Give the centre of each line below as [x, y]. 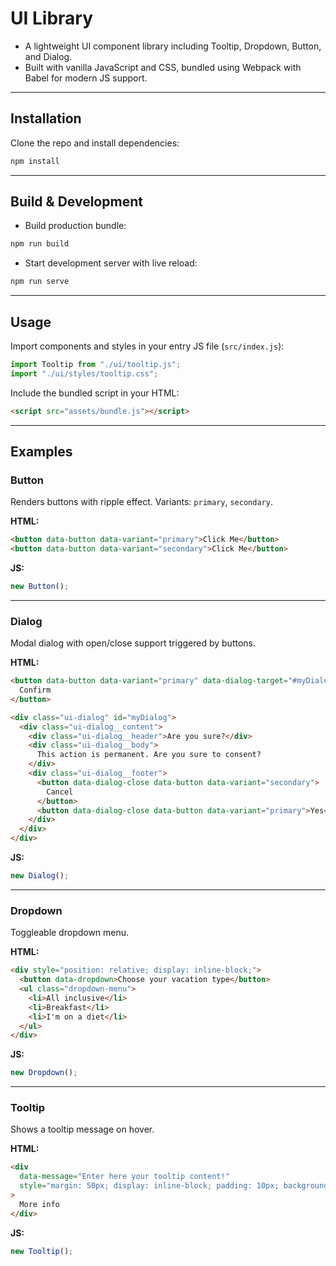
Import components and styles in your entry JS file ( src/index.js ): [147, 346]
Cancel [60, 792]
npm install [35, 161]
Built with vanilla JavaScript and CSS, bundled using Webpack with [163, 67]
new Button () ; [40, 587]
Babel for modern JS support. [86, 78]
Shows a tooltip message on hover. [82, 1129]
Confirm [35, 690]
